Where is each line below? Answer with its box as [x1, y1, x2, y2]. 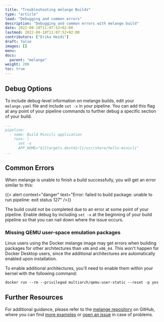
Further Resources [5, 293, 63, 302]
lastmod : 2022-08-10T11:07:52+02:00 [5, 30, 80, 35]
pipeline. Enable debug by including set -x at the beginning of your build [5, 212, 152, 217]
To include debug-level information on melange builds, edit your [5, 98, 135, 104]
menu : [5, 48, 16, 53]
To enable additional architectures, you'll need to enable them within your [5, 266, 153, 271]
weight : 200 [5, 62, 29, 67]
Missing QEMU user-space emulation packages [5, 229, 121, 236]
